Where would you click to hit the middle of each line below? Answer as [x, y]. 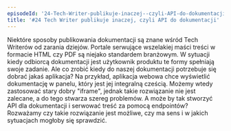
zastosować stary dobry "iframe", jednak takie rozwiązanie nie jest [101, 91]
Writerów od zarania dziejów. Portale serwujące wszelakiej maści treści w [111, 47]
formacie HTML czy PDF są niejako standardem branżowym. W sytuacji [109, 54]
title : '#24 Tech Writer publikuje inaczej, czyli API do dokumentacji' [113, 20]
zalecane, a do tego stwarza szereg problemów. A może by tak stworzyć [110, 98]
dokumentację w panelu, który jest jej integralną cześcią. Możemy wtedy [110, 83]
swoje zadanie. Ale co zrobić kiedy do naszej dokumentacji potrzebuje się [112, 69]
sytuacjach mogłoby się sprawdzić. [57, 120]
